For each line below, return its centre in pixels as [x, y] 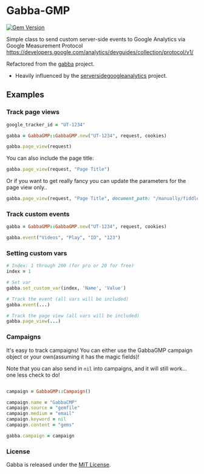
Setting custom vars [37, 253]
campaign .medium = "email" [40, 414]
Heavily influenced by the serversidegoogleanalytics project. [91, 75]
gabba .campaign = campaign [40, 436]
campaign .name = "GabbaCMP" [42, 402]
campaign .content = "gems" [40, 425]
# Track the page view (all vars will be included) [73, 316]
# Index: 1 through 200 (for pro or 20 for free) [70, 266]
